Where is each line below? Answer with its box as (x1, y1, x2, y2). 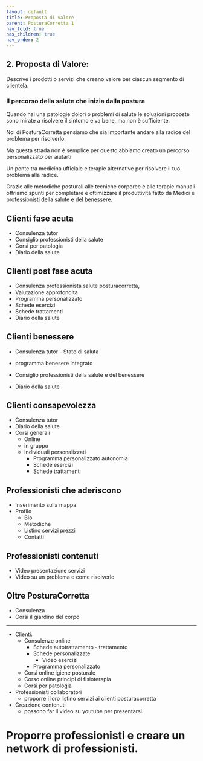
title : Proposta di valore (6, 14, 74, 21)
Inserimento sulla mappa (14, 501, 77, 509)
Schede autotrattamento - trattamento (33, 643, 128, 650)
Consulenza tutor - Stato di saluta (14, 348, 99, 355)
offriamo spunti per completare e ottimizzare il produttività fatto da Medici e (6, 190, 195, 197)
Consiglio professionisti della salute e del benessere (14, 371, 145, 378)
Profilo (14, 508, 32, 515)
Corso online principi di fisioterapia (24, 675, 112, 682)
